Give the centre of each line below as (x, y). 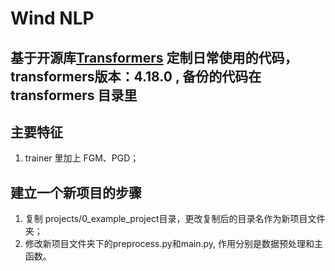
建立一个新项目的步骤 (76, 192)
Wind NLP (52, 18)
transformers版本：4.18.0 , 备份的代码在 (136, 76)
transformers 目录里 (74, 95)
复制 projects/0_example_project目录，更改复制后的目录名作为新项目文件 (175, 219)
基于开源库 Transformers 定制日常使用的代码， (154, 57)
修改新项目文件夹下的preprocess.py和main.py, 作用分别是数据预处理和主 (174, 244)
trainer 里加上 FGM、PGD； (82, 158)
